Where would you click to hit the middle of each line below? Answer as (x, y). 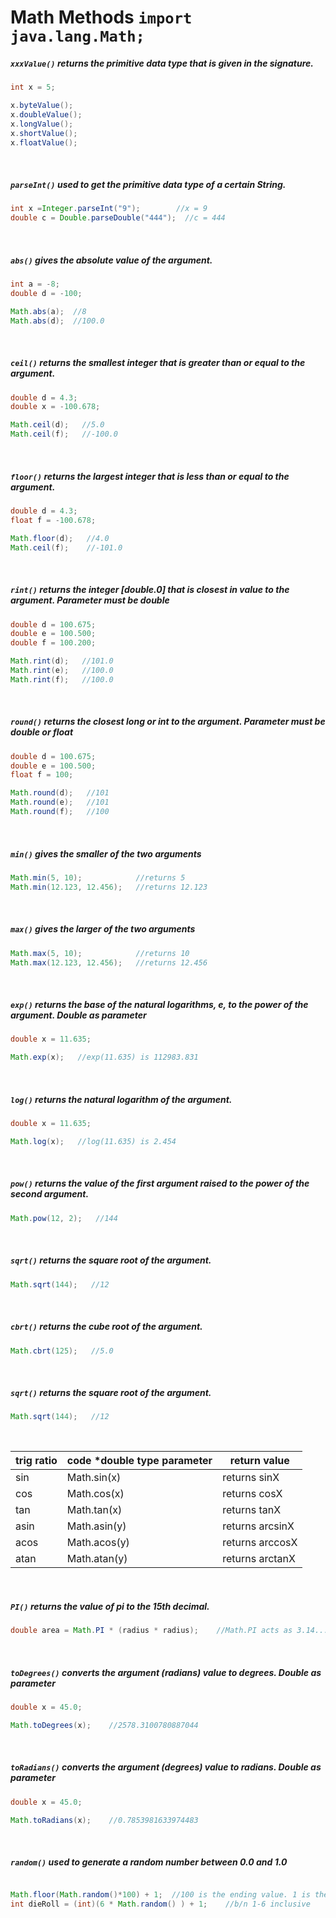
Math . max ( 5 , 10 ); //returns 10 (100, 953)
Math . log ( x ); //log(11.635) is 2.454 (93, 1141)
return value (259, 1461)
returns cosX (252, 1494)
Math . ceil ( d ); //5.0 (57, 425)
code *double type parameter (139, 1461)
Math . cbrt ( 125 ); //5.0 (62, 1351)
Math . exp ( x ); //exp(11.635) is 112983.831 (104, 1057)
